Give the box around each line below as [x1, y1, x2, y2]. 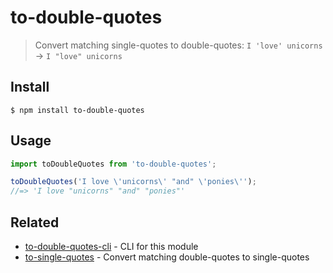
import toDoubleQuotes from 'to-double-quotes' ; [10, 159, 217, 169]
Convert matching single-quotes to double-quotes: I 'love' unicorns [34, 39, 323, 51]
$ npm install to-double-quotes [10, 105, 145, 115]
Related [10, 214, 60, 231]
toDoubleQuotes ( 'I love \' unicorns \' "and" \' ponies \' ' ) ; [10, 177, 257, 187]
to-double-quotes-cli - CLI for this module [24, 241, 199, 252]
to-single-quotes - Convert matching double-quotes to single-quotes [24, 251, 310, 263]
